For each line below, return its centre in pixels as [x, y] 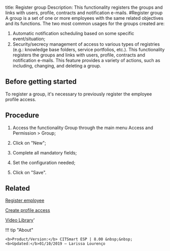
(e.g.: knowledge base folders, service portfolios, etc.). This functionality [89, 50]
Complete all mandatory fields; [45, 152]
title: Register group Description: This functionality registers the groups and [84, 7]
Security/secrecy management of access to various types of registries [86, 44]
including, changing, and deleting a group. [57, 66]
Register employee [25, 201]
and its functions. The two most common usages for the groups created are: [85, 23]
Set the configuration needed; [44, 163]
